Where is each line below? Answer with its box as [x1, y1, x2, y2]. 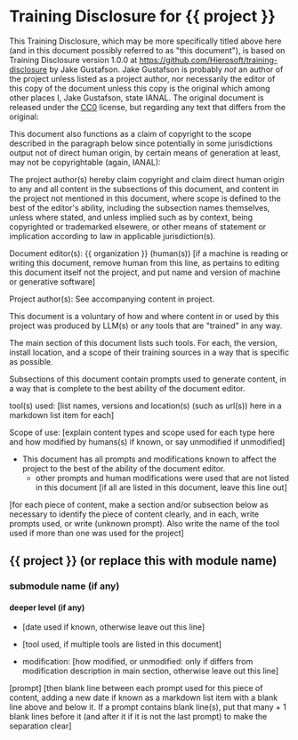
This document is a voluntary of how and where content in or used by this [9, 310, 280, 321]
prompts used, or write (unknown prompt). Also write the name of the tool [9, 518, 280, 528]
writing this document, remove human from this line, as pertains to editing [9, 257, 280, 268]
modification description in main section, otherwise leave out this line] [21, 665, 279, 677]
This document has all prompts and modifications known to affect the [21, 454, 278, 464]
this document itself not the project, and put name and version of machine [9, 267, 281, 277]
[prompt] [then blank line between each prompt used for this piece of [9, 683, 263, 694]
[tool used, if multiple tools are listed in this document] [21, 639, 222, 650]
